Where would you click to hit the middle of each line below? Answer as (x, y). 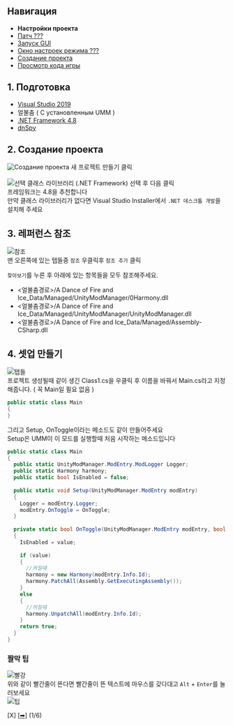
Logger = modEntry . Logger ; (59, 504)
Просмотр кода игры (49, 65)
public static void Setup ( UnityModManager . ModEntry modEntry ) (106, 490)
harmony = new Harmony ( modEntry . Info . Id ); (88, 575)
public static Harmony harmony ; (61, 471)
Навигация (32, 12)
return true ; (39, 627)
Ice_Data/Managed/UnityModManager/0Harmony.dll (93, 298)
